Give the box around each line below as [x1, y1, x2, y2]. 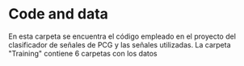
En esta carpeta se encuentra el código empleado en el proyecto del [8, 31, 237, 41]
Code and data [8, 5, 109, 23]
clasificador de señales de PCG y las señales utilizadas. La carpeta [8, 39, 232, 49]
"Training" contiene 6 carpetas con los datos [8, 48, 158, 58]
